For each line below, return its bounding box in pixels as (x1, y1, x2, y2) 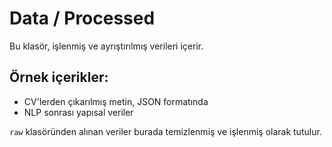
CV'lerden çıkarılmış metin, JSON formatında (23, 95, 209, 107)
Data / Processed (9, 7, 156, 30)
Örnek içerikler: (9, 69, 109, 86)
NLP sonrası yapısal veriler (23, 106, 134, 118)
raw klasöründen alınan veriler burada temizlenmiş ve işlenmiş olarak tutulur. (9, 125, 322, 137)
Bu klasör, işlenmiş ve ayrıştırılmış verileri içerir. (9, 40, 204, 52)
